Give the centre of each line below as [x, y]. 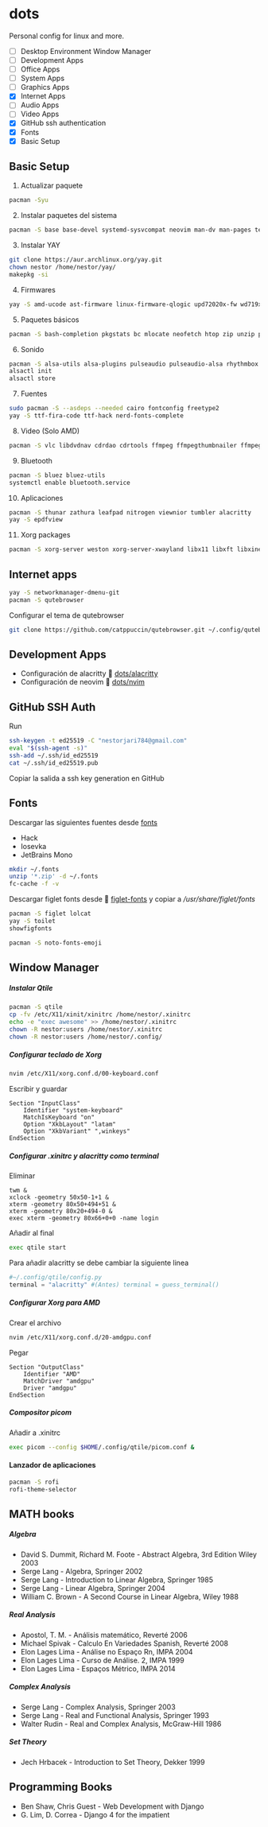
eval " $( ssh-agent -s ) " [49, 748]
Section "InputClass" [45, 1104]
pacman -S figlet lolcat [50, 914]
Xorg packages [45, 535]
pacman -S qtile [36, 1007]
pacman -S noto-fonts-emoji [56, 943]
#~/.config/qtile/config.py [56, 1278]
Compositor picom [41, 1413]
